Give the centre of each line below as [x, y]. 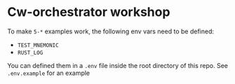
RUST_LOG [30, 53]
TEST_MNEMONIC [38, 45]
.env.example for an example [49, 73]
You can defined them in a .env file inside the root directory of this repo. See [118, 65]
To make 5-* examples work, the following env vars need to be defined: [110, 31]
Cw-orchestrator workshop [89, 12]
